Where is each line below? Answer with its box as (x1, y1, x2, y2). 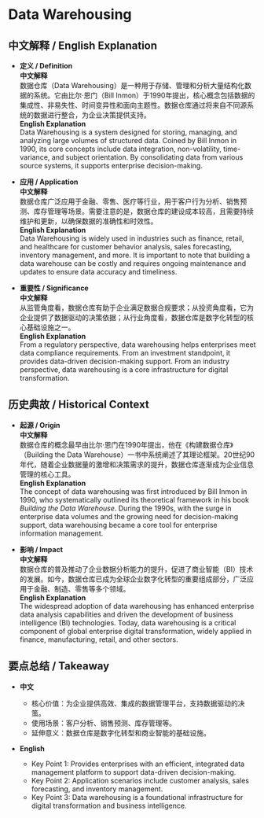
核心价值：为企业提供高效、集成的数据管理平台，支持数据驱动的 (31, 698, 238, 708)
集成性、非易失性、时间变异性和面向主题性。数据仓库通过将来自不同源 (19, 101, 247, 109)
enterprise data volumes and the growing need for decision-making (19, 511, 239, 521)
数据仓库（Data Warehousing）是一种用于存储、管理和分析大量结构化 (19, 81, 245, 90)
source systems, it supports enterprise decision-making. (19, 161, 203, 170)
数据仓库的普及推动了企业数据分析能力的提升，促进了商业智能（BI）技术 (19, 564, 254, 573)
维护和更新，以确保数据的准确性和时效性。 (19, 216, 158, 226)
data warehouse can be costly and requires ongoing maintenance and (19, 259, 247, 268)
